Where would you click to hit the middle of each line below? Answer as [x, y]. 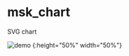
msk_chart [39, 12]
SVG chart [22, 31]
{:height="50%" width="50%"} [77, 45]
